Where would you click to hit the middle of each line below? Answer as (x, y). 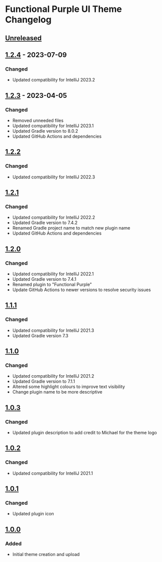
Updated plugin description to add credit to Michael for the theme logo (85, 433)
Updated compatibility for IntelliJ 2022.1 (53, 274)
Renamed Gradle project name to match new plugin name (71, 228)
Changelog (28, 20)
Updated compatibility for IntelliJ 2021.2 (53, 376)
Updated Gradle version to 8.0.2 (45, 131)
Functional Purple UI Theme (64, 9)
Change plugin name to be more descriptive (57, 392)
